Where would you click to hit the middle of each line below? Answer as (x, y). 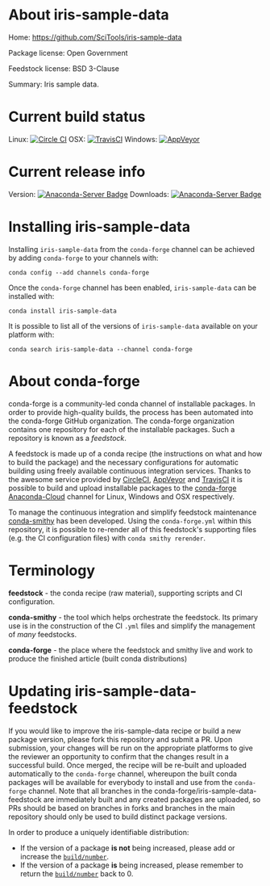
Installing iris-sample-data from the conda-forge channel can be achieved (132, 249)
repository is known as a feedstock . (68, 438)
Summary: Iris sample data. (54, 84)
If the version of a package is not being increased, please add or (127, 848)
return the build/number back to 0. (77, 873)
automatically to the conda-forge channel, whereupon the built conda (123, 774)
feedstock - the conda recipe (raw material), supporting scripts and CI (126, 593)
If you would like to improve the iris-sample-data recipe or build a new (125, 731)
